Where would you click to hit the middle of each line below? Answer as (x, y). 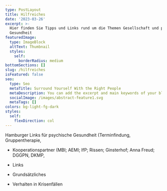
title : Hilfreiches (25, 14)
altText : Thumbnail (30, 47)
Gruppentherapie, (23, 140)
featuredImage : (21, 38)
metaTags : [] (23, 102)
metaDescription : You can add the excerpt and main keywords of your (83, 93)
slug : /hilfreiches (25, 70)
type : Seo (20, 84)
